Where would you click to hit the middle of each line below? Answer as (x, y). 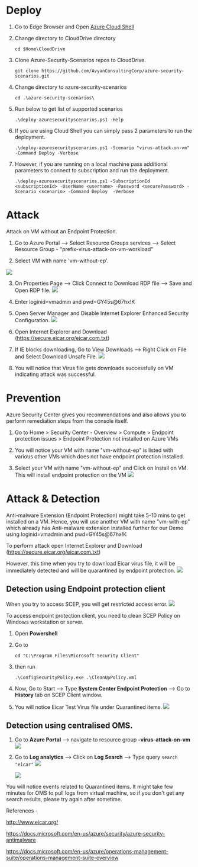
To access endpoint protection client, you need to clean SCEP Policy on (93, 615)
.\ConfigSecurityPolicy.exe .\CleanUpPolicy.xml (76, 677)
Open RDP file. (33, 290)
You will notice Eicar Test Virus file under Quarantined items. (88, 707)
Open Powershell (36, 633)
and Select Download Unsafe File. (56, 357)
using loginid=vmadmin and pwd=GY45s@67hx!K (66, 534)
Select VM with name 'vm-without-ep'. (61, 261)
